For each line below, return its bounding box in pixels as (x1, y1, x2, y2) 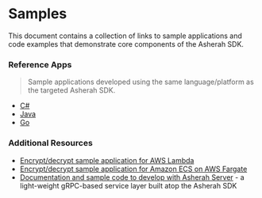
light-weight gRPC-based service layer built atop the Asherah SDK (19, 181, 237, 190)
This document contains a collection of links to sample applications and (8, 31, 242, 40)
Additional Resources (8, 138, 93, 149)
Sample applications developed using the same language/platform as (27, 77, 254, 87)
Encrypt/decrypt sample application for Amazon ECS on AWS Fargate (19, 164, 248, 173)
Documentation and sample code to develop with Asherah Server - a (19, 172, 245, 182)
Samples (8, 5, 67, 23)
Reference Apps (8, 59, 72, 70)
